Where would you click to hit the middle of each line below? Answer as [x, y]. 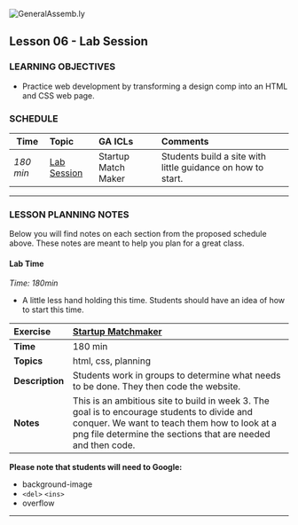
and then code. [104, 445]
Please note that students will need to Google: [96, 467]
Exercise [32, 332]
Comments [185, 141]
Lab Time [27, 263]
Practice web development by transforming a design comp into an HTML [155, 86]
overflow [38, 503]
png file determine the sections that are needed [171, 435]
